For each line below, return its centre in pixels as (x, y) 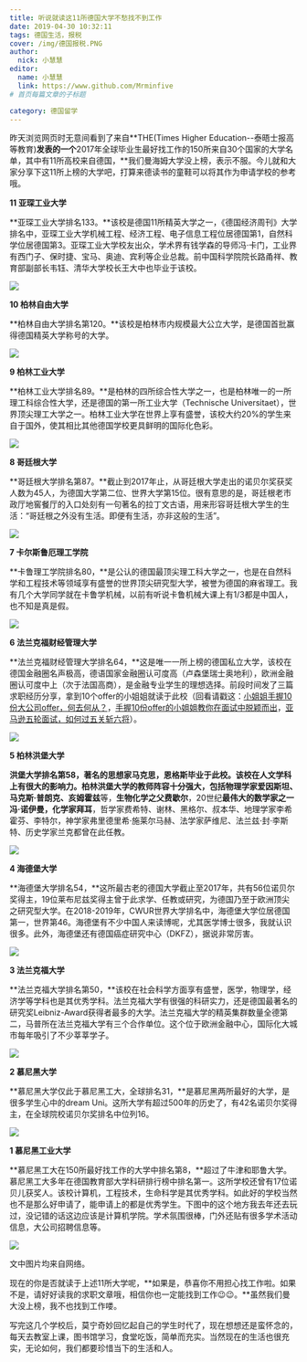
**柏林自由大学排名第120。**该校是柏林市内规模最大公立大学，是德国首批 (148, 324)
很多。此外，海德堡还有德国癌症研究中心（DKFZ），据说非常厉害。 (134, 934)
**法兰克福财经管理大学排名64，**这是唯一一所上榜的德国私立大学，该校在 (151, 662)
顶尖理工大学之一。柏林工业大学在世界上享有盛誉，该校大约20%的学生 (150, 414)
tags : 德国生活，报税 (46, 35)
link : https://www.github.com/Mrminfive (95, 86)
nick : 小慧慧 (40, 60)
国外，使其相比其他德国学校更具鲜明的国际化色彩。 (121, 426)
